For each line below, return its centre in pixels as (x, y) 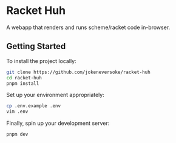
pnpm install (23, 83)
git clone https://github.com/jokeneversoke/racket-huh (78, 72)
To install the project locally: (42, 61)
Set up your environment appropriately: (55, 95)
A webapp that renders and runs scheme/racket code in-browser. (88, 27)
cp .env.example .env (34, 106)
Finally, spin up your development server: (58, 123)
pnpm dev (17, 135)
